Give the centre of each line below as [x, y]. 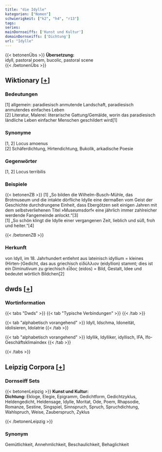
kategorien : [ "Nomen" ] [28, 14]
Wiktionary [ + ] [27, 81]
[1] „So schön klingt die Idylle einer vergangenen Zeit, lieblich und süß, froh [80, 221]
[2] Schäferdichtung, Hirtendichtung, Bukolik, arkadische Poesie [69, 148]
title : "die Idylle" [26, 9]
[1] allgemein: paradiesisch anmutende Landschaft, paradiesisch [69, 105]
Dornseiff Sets [22, 381]
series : [13, 28]
